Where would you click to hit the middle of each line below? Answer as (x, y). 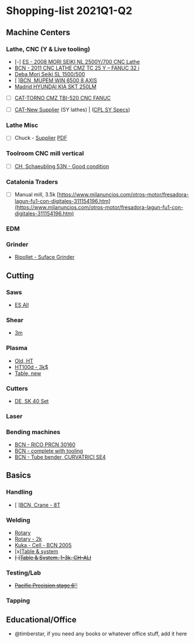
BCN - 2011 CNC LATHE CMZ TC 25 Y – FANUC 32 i (77, 68)
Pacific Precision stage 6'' (46, 586)
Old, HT (24, 360)
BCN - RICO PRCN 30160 (45, 445)
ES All (22, 305)
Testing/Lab (23, 573)
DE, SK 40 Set (32, 401)
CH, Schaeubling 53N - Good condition (62, 166)
